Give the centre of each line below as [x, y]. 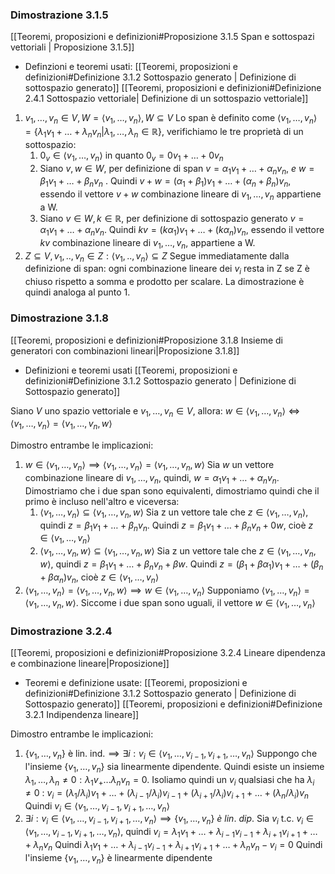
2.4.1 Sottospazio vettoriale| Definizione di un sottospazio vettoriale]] [166, 99]
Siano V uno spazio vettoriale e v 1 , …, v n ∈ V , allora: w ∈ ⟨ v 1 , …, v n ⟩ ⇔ [155, 411]
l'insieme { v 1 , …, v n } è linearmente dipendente [118, 858]
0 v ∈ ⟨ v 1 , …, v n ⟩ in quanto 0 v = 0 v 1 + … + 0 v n [131, 156]
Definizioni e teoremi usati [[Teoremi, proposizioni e [131, 370]
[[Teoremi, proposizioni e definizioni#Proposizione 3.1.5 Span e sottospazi [162, 37]
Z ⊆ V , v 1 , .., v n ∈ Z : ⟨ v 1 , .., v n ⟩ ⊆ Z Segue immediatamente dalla [157, 256]
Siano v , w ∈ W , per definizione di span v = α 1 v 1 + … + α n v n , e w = [177, 169]
